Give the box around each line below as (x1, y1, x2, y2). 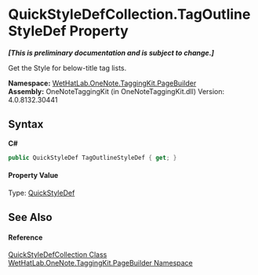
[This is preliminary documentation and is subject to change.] (8, 48, 214, 57)
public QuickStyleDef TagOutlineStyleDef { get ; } (8, 154, 177, 161)
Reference (8, 233, 43, 242)
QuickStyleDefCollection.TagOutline (8, 5, 251, 24)
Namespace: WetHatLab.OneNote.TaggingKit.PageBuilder (8, 78, 197, 88)
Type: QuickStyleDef (8, 188, 75, 197)
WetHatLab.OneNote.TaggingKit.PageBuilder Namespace (8, 259, 194, 268)
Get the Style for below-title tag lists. (8, 63, 127, 72)
